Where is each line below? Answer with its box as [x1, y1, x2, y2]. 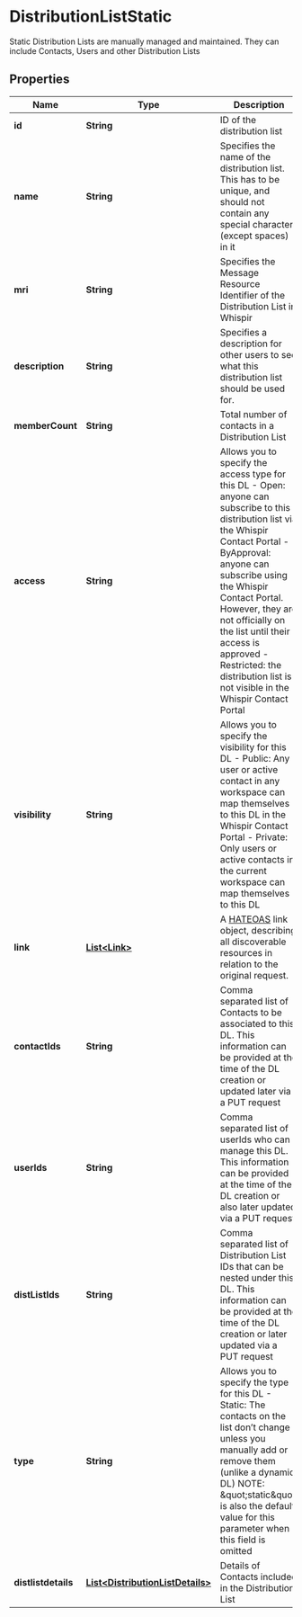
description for [219, 337, 283, 350]
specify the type [219, 1376, 289, 1389]
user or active [219, 763, 279, 775]
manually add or [219, 1443, 289, 1456]
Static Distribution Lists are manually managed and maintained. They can [9, 36, 280, 47]
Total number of [219, 407, 288, 420]
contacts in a [219, 419, 275, 432]
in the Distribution [219, 1581, 295, 1594]
